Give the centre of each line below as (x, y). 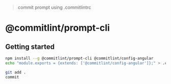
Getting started (30, 47)
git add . (16, 72)
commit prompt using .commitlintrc (54, 7)
